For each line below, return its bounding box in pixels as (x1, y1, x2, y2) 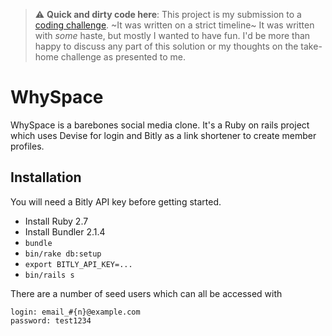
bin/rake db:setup (24, 249, 102, 259)
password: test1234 (10, 315, 92, 326)
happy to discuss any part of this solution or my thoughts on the (34, 40, 299, 52)
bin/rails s (24, 270, 75, 280)
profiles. (10, 140, 45, 152)
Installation (10, 169, 82, 186)
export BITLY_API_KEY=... (24, 259, 133, 269)
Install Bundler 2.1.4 (24, 225, 106, 238)
